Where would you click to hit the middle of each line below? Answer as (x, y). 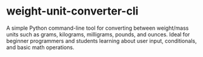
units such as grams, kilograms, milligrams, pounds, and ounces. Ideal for (98, 34)
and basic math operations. (40, 47)
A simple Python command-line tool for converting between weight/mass (98, 28)
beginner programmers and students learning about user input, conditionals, (101, 41)
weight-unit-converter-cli (72, 11)
